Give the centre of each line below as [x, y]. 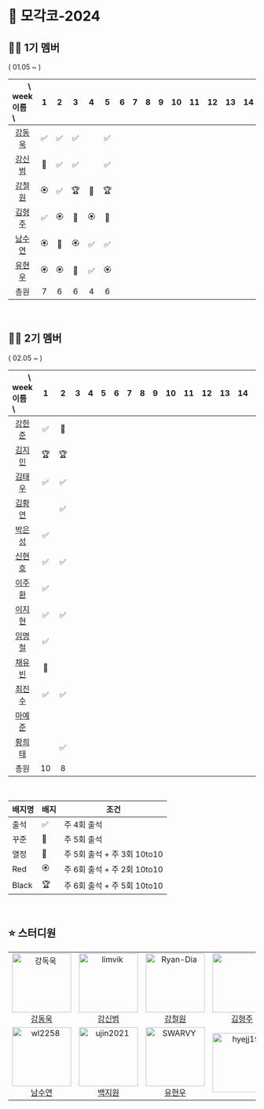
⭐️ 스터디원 [32, 933]
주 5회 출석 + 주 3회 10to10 [114, 854]
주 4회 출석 [83, 824]
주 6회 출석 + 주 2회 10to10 [114, 870]
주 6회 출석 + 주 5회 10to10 [114, 886]
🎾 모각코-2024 [54, 16]
